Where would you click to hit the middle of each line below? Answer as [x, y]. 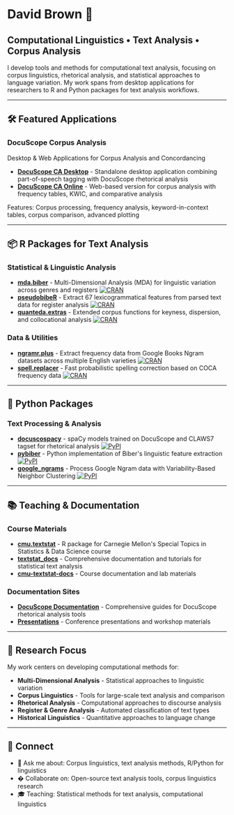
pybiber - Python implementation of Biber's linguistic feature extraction [120, 454]
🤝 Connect [30, 746]
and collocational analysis [54, 320]
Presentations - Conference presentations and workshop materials [114, 622]
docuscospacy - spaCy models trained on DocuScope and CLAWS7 [116, 439]
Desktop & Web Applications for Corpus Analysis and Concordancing [106, 158]
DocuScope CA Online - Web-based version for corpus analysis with [116, 186]
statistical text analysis [50, 566]
